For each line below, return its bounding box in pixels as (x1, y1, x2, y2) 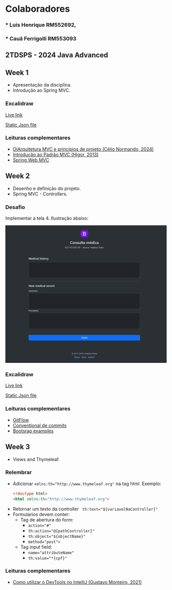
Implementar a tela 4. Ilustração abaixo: (5, 215, 89, 221)
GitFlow (12, 417, 29, 423)
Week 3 (5, 443, 30, 451)
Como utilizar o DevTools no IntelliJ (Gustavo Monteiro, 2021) (12, 579, 142, 585)
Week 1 (5, 68, 29, 77)
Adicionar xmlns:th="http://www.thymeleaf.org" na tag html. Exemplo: (12, 480, 162, 487)
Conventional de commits (12, 422, 67, 428)
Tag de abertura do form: (20, 516, 74, 522)
